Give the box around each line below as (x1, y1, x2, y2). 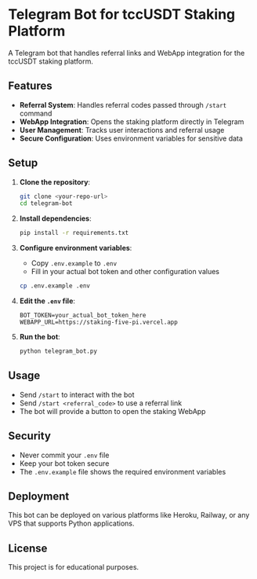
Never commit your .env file (19, 450, 110, 460)
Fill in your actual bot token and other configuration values (31, 267, 219, 277)
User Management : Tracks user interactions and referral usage (19, 125, 225, 134)
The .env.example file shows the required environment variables (19, 467, 226, 476)
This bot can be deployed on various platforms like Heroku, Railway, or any (8, 511, 250, 520)
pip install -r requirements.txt (19, 229, 129, 237)
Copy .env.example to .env (31, 258, 118, 268)
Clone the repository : (19, 177, 91, 186)
